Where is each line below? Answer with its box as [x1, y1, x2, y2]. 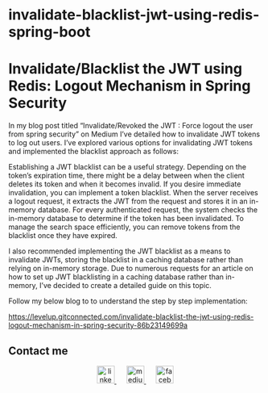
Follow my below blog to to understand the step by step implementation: [8, 296, 248, 306]
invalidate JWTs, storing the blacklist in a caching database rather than [8, 255, 244, 265]
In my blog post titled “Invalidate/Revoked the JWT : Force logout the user [8, 121, 254, 131]
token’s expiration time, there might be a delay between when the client [8, 171, 245, 181]
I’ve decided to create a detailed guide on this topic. [39, 281, 212, 291]
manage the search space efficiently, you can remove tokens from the [8, 222, 241, 232]
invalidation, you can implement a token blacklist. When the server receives [8, 188, 259, 198]
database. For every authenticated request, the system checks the [37, 205, 258, 215]
